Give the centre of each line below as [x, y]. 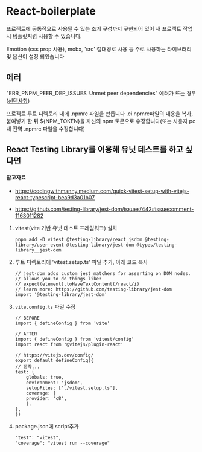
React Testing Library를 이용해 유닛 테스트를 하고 [95, 150]
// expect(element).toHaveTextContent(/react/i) [77, 284]
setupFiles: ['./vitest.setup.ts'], [72, 388]
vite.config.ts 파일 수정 [45, 307]
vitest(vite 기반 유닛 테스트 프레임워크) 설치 [66, 228]
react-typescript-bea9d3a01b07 [55, 198]
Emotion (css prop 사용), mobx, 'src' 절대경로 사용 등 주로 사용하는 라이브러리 [99, 49]
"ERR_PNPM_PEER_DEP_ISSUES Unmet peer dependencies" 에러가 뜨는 [96, 93]
